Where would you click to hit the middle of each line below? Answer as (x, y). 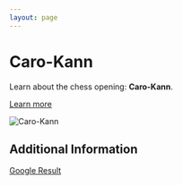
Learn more (30, 104)
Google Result (35, 171)
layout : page (34, 17)
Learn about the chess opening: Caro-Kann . (91, 87)
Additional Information (74, 149)
